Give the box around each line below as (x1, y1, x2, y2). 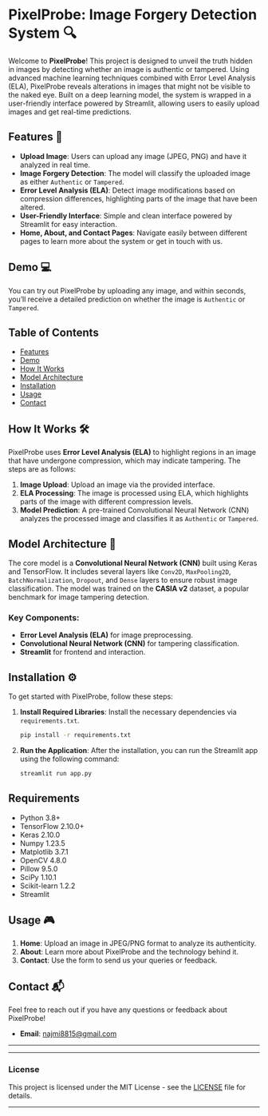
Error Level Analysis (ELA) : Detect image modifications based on (19, 185, 235, 195)
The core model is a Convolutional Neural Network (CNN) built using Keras (8, 558, 258, 568)
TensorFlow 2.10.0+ (19, 821, 85, 831)
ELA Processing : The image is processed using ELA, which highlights (19, 488, 249, 498)
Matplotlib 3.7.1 (19, 847, 69, 856)
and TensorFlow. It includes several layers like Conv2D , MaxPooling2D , (8, 567, 231, 576)
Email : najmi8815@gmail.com (19, 1029, 117, 1038)
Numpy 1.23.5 (19, 838, 65, 848)
